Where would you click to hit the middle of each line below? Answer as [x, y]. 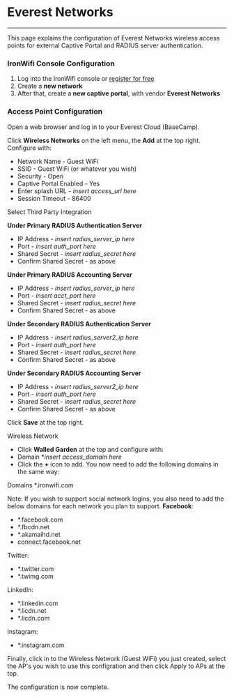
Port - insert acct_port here [56, 295]
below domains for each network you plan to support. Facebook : [100, 506]
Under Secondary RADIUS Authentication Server [79, 324]
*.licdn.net [32, 610]
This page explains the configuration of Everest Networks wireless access [114, 38]
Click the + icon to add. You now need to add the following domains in [118, 464]
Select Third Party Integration [49, 212]
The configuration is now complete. [58, 687]
